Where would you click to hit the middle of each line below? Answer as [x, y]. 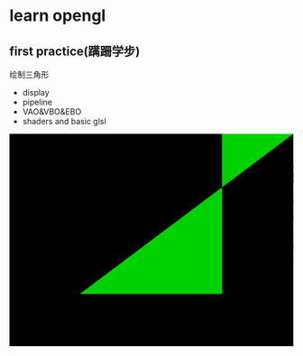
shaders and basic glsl [64, 121]
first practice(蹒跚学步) [75, 51]
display [36, 92]
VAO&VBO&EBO [52, 112]
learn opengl [58, 16]
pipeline [37, 102]
